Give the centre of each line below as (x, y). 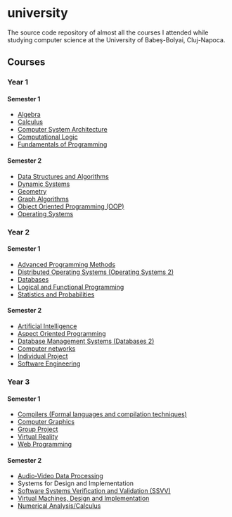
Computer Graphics (46, 422)
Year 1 (18, 82)
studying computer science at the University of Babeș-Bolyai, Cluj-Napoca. (116, 39)
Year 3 (19, 382)
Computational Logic (48, 137)
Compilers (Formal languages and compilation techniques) (102, 414)
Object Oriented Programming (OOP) (71, 206)
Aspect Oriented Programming (62, 333)
